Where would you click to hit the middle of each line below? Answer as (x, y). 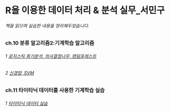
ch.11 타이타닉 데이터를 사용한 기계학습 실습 (55, 90)
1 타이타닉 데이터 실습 (27, 103)
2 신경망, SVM (20, 73)
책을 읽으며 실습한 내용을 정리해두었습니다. (47, 25)
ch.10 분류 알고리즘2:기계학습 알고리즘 (50, 43)
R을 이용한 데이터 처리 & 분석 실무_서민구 (85, 10)
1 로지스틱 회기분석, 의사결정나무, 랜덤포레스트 (51, 56)
